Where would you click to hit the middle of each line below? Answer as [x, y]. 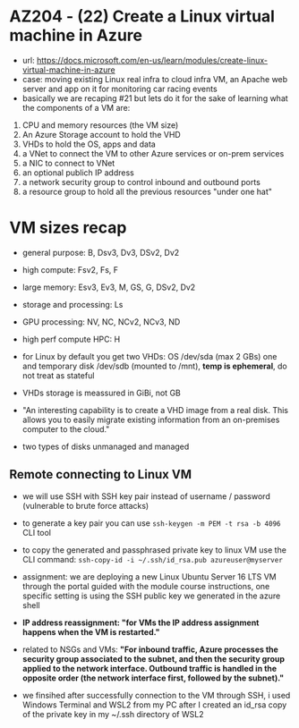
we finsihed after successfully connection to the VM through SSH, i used [156, 695]
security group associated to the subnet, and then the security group [153, 658]
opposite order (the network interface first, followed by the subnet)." [153, 678]
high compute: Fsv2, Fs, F [70, 269]
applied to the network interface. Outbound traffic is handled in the [149, 668]
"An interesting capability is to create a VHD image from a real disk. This [155, 410]
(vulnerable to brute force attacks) [85, 505]
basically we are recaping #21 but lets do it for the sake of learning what [155, 98]
